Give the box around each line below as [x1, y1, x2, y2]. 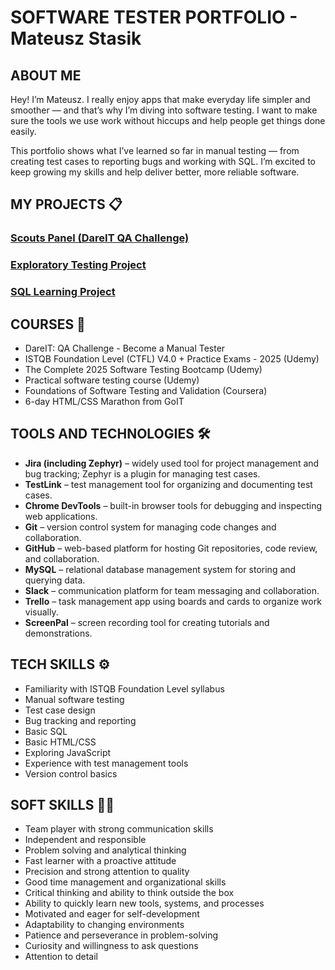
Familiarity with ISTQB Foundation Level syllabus [24, 682, 225, 695]
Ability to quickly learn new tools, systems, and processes [24, 897, 265, 910]
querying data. [24, 574, 86, 586]
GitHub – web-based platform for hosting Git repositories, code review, [24, 542, 318, 554]
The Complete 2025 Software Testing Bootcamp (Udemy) [24, 363, 263, 375]
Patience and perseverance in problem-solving [24, 929, 219, 941]
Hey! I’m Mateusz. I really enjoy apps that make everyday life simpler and [10, 94, 311, 105]
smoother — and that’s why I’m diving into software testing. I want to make [10, 104, 318, 116]
